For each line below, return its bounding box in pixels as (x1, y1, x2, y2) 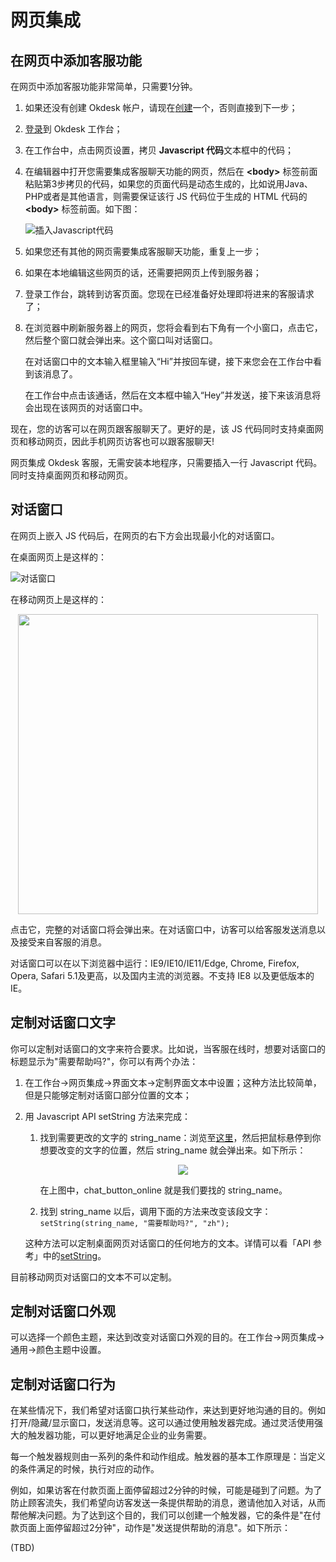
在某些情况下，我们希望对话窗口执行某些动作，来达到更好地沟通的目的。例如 (10, 1404, 326, 1416)
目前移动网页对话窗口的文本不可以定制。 (10, 1271, 177, 1283)
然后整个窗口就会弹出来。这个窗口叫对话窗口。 (24, 334, 218, 346)
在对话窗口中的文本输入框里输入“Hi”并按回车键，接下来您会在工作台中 (24, 356, 313, 367)
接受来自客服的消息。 (18, 936, 107, 948)
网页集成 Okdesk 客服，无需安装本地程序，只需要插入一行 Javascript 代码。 (10, 457, 323, 468)
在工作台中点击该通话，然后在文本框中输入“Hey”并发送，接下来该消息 (24, 389, 313, 401)
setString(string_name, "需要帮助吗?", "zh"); (39, 1218, 230, 1228)
